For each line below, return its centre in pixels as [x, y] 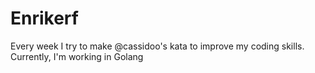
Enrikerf [44, 18]
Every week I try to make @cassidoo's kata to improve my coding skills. [157, 46]
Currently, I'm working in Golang [77, 56]
